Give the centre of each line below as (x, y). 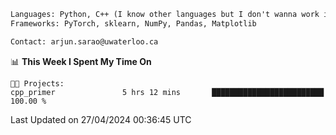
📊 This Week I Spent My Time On (81, 61)
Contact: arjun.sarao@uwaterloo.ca (84, 41)
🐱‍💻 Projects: (37, 83)
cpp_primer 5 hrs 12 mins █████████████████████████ (167, 92)
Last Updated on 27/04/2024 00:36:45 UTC (101, 119)
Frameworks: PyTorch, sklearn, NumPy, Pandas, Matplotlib (133, 23)
